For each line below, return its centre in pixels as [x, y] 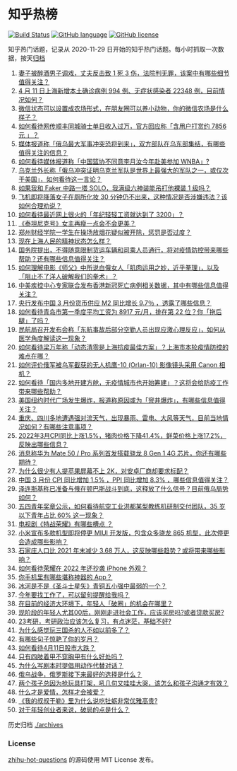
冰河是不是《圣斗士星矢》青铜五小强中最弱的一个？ [92, 586]
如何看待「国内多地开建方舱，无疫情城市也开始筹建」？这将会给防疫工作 [123, 382]
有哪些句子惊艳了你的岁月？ [59, 639]
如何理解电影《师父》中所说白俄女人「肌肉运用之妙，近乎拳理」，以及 [119, 267]
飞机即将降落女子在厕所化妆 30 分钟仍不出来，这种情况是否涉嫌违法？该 [123, 197]
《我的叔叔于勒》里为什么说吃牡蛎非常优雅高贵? [88, 700]
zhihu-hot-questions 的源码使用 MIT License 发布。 [83, 760]
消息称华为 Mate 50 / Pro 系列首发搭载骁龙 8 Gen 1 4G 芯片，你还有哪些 [122, 453]
